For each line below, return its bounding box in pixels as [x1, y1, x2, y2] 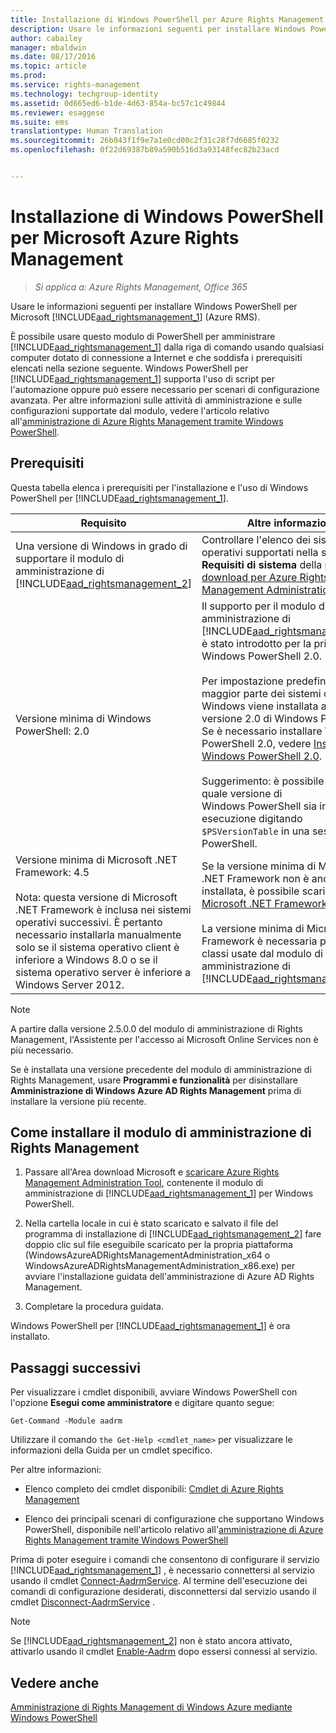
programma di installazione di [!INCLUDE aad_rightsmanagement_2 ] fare [24, 1228, 322, 1240]
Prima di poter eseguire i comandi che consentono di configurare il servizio [10, 1554, 320, 1566]
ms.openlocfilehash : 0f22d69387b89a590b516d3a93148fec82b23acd [10, 145, 280, 155]
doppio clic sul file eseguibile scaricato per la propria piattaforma [24, 1239, 293, 1251]
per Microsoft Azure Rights [10, 227, 240, 250]
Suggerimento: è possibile [201, 774, 325, 788]
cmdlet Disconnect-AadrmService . [10, 1596, 156, 1608]
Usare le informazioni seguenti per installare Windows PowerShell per [10, 300, 298, 312]
